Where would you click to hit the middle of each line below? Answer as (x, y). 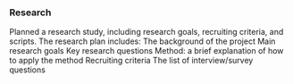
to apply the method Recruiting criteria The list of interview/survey (131, 61)
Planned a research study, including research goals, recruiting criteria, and (146, 32)
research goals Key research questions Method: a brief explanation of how (146, 51)
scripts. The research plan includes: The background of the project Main (142, 41)
